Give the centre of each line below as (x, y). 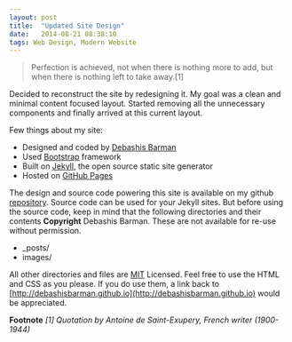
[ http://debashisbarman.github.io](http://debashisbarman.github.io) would (145, 293)
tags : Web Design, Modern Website (73, 42)
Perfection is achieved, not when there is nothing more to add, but (152, 68)
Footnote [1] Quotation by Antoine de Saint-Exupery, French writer (131, 320)
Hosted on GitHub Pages (67, 176)
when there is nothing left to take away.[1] (107, 77)
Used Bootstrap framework (71, 157)
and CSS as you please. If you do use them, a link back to (114, 284)
